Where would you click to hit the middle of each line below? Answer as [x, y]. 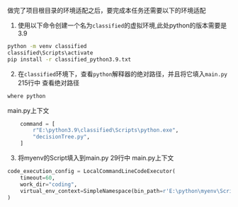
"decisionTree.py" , [62, 137]
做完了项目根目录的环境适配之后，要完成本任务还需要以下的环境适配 [107, 10]
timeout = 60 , [38, 178]
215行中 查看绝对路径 [49, 83]
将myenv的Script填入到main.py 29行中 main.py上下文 [96, 158]
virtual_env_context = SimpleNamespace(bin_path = [91, 191]
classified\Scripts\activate [50, 53]
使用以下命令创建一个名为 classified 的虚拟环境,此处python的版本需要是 [122, 25]
